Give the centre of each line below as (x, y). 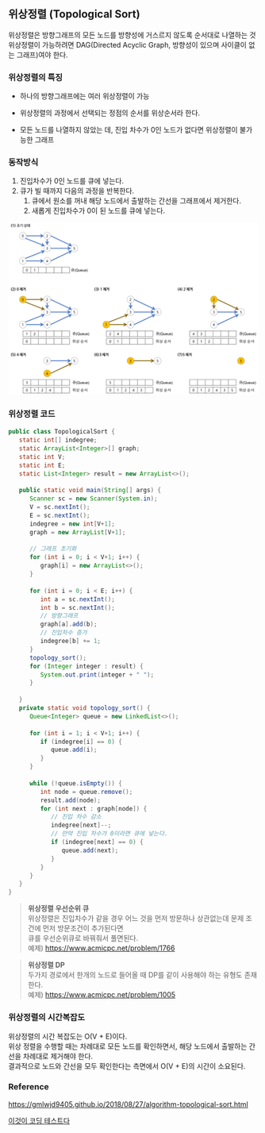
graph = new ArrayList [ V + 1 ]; (77, 532)
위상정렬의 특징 (36, 77)
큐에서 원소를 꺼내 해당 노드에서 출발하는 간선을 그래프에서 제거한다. (136, 201)
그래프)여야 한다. (42, 55)
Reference (29, 1087)
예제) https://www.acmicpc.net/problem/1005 (102, 995)
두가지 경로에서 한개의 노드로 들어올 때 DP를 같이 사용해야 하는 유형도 (135, 975)
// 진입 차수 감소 (76, 817)
